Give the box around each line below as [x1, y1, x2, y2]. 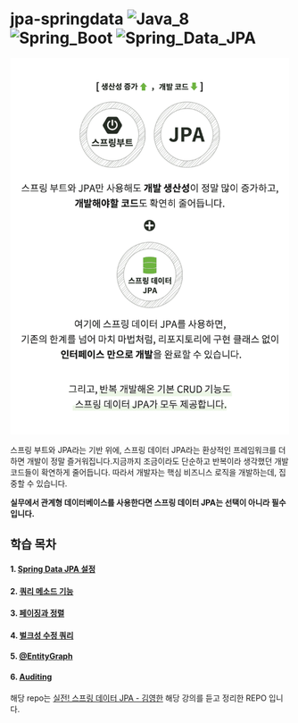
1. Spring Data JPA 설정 [10, 563, 96, 574]
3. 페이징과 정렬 [10, 608, 65, 618]
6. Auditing [10, 671, 53, 682]
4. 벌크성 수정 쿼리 [10, 630, 74, 641]
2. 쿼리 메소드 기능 [10, 585, 74, 596]
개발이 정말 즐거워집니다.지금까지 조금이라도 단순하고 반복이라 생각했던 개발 [26, 456, 289, 467]
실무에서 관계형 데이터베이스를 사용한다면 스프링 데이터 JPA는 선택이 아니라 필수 [10, 497, 286, 508]
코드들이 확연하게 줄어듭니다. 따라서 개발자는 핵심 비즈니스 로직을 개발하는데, [10, 467, 277, 477]
